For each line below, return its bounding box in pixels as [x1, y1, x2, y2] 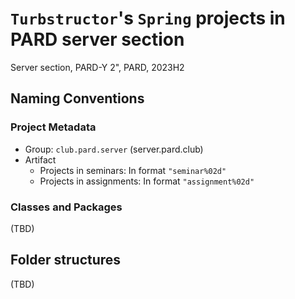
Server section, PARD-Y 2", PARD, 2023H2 [10, 61, 185, 73]
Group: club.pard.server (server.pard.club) [24, 143, 204, 155]
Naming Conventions [10, 90, 145, 107]
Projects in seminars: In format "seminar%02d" [39, 164, 227, 176]
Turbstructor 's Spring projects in [10, 7, 286, 30]
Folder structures [10, 252, 122, 269]
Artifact [24, 153, 57, 166]
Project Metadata [10, 120, 97, 134]
